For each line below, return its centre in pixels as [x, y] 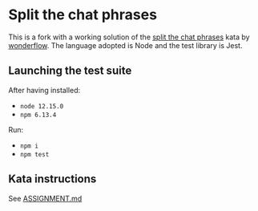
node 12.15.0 [42, 106]
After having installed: [44, 90]
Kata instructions [52, 179]
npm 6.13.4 [38, 115]
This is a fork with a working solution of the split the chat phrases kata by [129, 37]
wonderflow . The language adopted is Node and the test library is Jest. [125, 45]
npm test [34, 154]
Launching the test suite [70, 71]
